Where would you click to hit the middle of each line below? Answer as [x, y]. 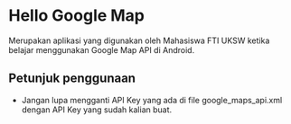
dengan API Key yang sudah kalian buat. [97, 110]
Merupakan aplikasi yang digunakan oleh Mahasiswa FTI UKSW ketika [139, 40]
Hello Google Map [77, 16]
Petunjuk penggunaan [72, 79]
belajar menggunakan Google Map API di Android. [102, 49]
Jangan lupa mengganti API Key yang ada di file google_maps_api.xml [152, 100]
